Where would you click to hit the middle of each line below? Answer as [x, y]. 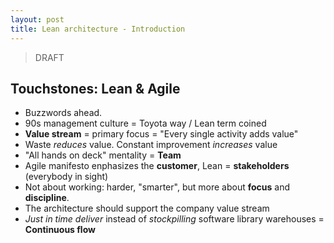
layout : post [37, 19]
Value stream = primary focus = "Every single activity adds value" [161, 134]
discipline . [47, 198]
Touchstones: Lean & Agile [95, 88]
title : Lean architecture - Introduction [98, 29]
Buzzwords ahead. [63, 113]
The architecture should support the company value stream [147, 208]
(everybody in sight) [66, 177]
